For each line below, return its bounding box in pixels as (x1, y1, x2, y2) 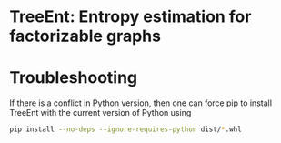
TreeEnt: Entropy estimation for (9, 6, 252, 27)
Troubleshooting (9, 67, 138, 88)
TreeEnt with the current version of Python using (9, 107, 192, 118)
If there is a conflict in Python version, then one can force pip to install (9, 97, 273, 108)
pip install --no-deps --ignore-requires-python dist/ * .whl (9, 125, 243, 134)
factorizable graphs (9, 26, 162, 46)
